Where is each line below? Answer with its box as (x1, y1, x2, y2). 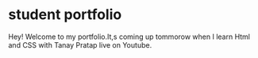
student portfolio (8, 6, 122, 24)
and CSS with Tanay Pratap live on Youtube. (8, 40, 152, 49)
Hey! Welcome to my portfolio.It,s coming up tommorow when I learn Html (8, 32, 250, 41)
